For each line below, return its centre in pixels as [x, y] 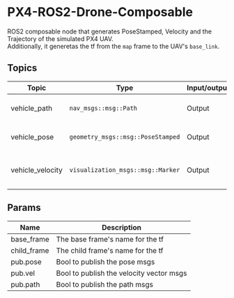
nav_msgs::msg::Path [103, 108]
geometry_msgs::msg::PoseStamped [125, 137]
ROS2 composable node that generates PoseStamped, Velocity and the [110, 31]
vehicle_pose [32, 136]
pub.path [25, 284]
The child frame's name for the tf [110, 250]
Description [122, 227]
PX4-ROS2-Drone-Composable [100, 12]
